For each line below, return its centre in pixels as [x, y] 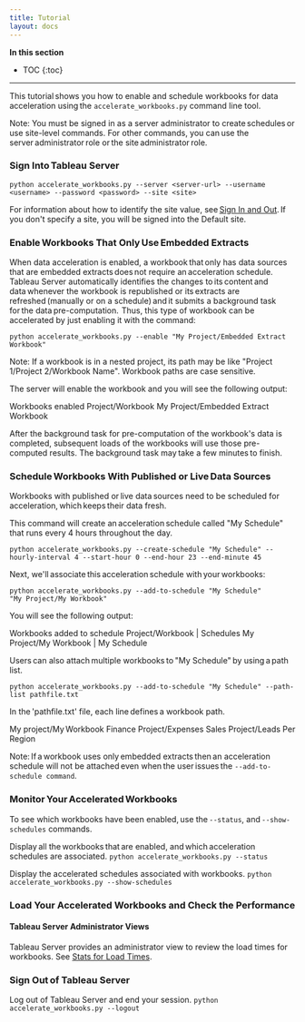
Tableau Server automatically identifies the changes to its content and [139, 281]
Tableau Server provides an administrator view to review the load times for [149, 947]
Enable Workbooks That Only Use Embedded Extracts [129, 242]
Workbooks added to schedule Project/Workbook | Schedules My [132, 634]
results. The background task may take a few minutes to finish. [166, 453]
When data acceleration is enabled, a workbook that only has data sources [148, 262]
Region [23, 739]
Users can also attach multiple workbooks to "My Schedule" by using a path [149, 661]
